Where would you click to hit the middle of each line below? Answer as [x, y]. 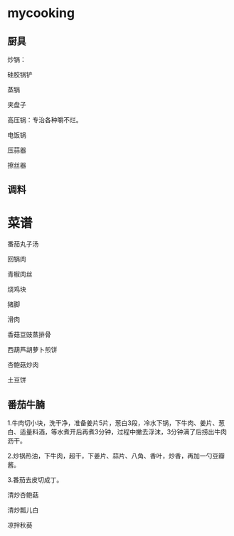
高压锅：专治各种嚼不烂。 [45, 120]
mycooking [41, 13]
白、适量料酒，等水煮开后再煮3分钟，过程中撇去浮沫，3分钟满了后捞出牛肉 [117, 432]
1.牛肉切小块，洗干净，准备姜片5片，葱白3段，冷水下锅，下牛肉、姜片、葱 [116, 423]
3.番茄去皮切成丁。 [35, 480]
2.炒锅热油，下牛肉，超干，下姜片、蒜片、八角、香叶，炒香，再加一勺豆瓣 [116, 456]
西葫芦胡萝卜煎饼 [32, 350]
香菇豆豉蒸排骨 [29, 335]
